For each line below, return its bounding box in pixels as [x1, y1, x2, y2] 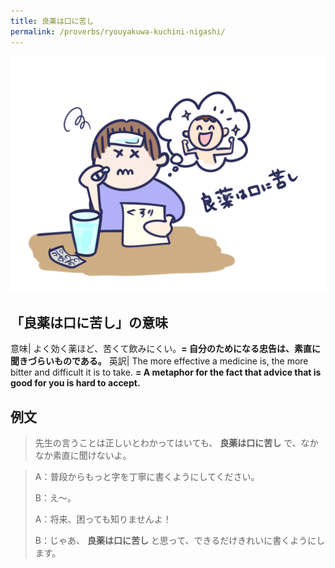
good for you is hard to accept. [10, 377, 141, 389]
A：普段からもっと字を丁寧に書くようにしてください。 [34, 471, 260, 483]
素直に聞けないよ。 [52, 450, 132, 462]
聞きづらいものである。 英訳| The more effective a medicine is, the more [10, 355, 309, 367]
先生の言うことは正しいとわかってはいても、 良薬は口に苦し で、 [34, 437, 302, 449]
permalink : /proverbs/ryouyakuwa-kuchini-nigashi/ [10, 26, 226, 37]
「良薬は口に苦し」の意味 [10, 314, 168, 331]
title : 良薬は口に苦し [10, 16, 95, 26]
